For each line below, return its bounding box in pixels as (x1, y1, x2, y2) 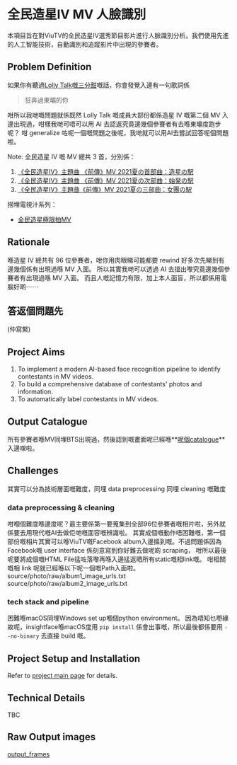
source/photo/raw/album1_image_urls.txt (7, 572, 126, 580)
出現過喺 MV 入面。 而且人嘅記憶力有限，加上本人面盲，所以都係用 (25, 273, 221, 282)
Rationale (7, 236, 50, 248)
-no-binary (7, 633, 40, 640)
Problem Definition (7, 61, 92, 73)
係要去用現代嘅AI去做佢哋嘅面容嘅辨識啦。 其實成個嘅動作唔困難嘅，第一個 (7, 529, 226, 537)
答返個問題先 (7, 305, 64, 317)
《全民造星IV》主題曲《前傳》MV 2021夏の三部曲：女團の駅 (17, 185, 192, 193)
